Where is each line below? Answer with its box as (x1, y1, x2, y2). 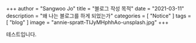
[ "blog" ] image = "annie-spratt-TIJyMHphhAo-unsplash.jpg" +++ (6, 19, 169, 26)
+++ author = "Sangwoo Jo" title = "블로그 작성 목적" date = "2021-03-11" (6, 5, 185, 12)
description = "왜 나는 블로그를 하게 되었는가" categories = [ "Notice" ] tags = (6, 12, 192, 19)
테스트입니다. (6, 31, 37, 38)
